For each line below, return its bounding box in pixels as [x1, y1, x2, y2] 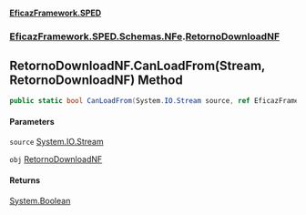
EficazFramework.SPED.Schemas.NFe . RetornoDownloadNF [9, 30, 280, 43]
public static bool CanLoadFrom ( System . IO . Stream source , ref [9, 97, 250, 106]
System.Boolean [9, 195, 71, 206]
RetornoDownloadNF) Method [9, 72, 184, 87]
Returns [9, 175, 41, 186]
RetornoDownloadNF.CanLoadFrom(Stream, [9, 57, 266, 73]
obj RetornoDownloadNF [9, 154, 103, 165]
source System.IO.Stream [9, 137, 104, 148]
